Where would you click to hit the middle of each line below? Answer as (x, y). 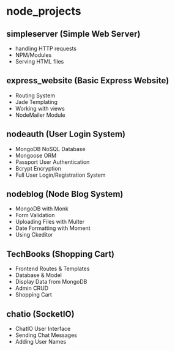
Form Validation (35, 215)
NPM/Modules (33, 55)
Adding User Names (41, 342)
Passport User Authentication (52, 162)
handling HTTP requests (46, 48)
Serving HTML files (39, 61)
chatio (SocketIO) (40, 314)
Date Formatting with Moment (53, 228)
